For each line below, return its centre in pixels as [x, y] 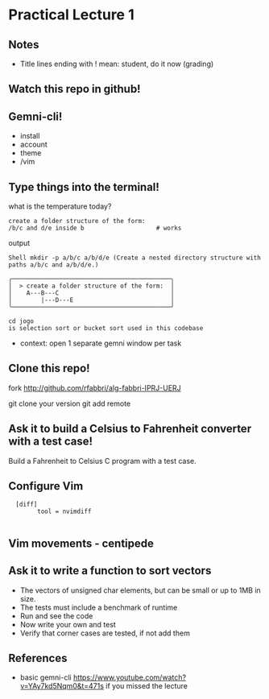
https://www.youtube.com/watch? [130, 677]
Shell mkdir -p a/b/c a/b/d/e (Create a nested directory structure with [135, 258]
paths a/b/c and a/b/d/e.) [54, 265]
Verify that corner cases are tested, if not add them [105, 633]
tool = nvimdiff [64, 512]
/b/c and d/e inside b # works [95, 228]
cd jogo [21, 321]
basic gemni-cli [46, 677]
